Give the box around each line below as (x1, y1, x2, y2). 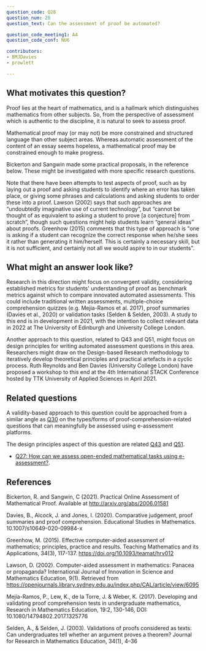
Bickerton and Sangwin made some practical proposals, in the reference (6, 160, 189, 168)
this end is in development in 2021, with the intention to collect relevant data (6, 318, 199, 325)
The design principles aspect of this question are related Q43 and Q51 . (6, 440, 185, 448)
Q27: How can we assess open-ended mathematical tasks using (15, 453, 178, 460)
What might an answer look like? (6, 262, 134, 272)
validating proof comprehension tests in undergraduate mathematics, (6, 599, 181, 607)
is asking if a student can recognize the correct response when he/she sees (6, 231, 198, 238)
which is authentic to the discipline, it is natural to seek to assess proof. (6, 117, 186, 125)
